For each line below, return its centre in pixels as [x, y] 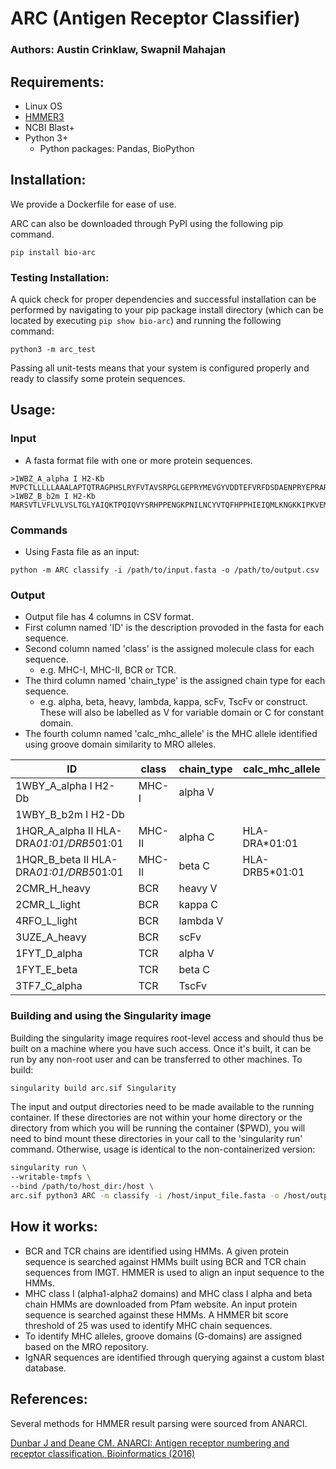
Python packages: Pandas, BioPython [117, 148]
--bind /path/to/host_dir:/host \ [82, 1187]
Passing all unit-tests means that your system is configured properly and [160, 368]
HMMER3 [44, 116]
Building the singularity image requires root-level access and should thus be [167, 1038]
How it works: [54, 1227]
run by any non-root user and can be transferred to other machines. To [156, 1059]
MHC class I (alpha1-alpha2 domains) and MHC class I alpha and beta [168, 1293]
